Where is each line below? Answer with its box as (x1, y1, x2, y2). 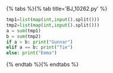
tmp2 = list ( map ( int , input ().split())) (6, 22, 100, 28)
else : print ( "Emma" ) (6, 50, 58, 56)
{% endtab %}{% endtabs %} (6, 61, 79, 68)
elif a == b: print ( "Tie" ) (6, 44, 73, 50)
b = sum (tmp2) (6, 33, 42, 39)
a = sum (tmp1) (6, 28, 42, 34)
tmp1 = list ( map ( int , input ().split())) (6, 17, 100, 23)
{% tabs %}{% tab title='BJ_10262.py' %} (6, 5, 108, 12)
